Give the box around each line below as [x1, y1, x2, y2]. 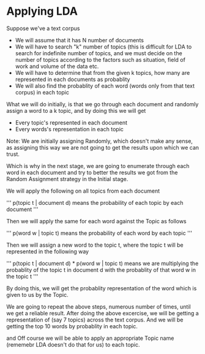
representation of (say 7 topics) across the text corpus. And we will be [6, 316, 184, 323]
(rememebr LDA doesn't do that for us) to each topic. [6, 341, 140, 348]
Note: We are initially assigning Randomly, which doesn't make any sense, [6, 137, 193, 145]
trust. [6, 150, 20, 158]
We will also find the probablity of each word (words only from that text [15, 82, 195, 90]
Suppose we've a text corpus [6, 25, 80, 32]
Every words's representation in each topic [15, 125, 124, 133]
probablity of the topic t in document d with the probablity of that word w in [6, 266, 196, 274]
